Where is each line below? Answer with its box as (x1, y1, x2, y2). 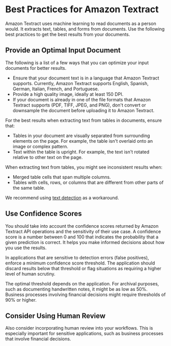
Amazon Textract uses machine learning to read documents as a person (5, 20, 156, 26)
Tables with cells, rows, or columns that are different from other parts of (12, 179, 164, 185)
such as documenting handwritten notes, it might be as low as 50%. (5, 286, 148, 292)
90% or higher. (5, 297, 37, 303)
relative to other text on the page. (12, 154, 83, 160)
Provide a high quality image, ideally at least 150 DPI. (12, 91, 124, 97)
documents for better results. (5, 65, 67, 71)
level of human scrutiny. (5, 271, 56, 277)
